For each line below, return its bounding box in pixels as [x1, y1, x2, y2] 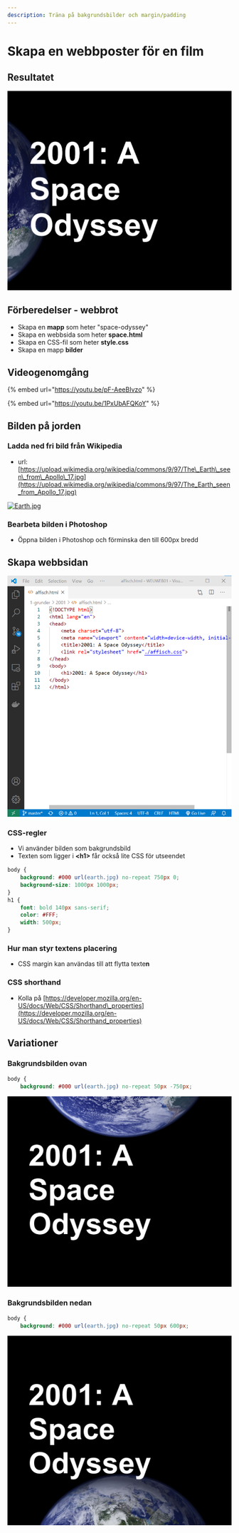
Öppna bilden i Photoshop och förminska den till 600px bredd [17, 536, 199, 544]
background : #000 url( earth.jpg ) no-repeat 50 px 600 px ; [20, 1323, 190, 1330]
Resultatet [7, 71, 55, 83]
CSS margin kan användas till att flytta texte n [17, 959, 150, 968]
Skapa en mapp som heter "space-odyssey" [17, 323, 149, 332]
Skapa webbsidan [7, 556, 89, 569]
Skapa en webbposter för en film [7, 43, 204, 59]
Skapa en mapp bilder [17, 346, 83, 355]
